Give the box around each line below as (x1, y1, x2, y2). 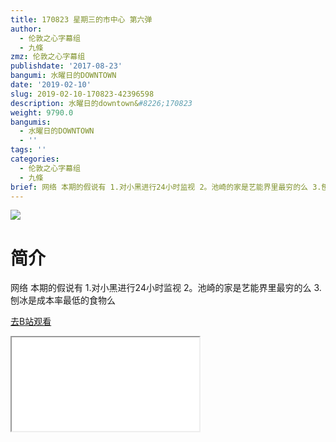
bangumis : (10, 117, 52, 127)
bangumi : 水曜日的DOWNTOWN (10, 71, 117, 81)
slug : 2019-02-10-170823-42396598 (10, 89, 155, 99)
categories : (10, 154, 60, 164)
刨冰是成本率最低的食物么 (10, 294, 116, 306)
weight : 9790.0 (10, 107, 74, 118)
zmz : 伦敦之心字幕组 (10, 52, 86, 62)
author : (10, 24, 43, 34)
